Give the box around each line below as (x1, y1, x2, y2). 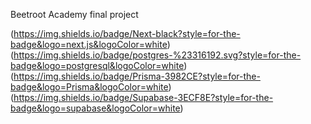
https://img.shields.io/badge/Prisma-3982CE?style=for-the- (13, 70, 261, 82)
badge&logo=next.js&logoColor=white (10, 39, 168, 50)
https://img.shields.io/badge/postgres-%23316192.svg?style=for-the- (13, 49, 302, 61)
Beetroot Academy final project (10, 9, 139, 20)
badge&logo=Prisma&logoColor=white (10, 81, 169, 93)
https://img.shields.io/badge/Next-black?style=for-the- (13, 28, 241, 39)
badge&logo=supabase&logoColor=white (10, 102, 181, 114)
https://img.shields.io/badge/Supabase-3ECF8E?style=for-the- (13, 92, 274, 103)
